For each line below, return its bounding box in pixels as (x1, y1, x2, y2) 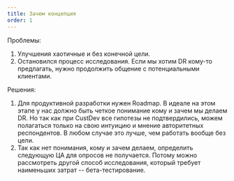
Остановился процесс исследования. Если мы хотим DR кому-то (17, 57, 213, 65)
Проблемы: (7, 36, 42, 44)
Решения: (7, 85, 36, 94)
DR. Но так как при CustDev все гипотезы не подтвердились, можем (17, 113, 224, 122)
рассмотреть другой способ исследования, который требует (17, 158, 201, 166)
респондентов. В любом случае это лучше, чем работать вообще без (17, 129, 226, 137)
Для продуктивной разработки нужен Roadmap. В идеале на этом (17, 99, 216, 107)
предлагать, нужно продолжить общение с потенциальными (17, 64, 200, 73)
